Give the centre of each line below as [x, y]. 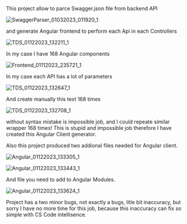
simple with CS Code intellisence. [46, 215]
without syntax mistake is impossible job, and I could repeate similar [88, 122]
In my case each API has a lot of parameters [59, 76]
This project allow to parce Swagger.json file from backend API [82, 8]
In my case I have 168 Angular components [58, 54]
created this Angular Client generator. [51, 134]
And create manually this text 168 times [53, 99]
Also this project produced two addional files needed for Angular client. [92, 145]
